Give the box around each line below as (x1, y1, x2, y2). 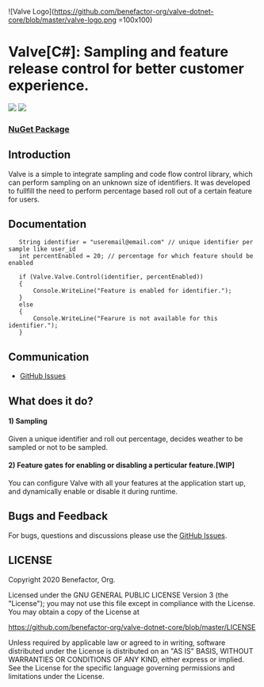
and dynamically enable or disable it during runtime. (8, 487, 178, 497)
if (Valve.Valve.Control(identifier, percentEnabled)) (18, 273, 204, 281)
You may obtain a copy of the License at (8, 607, 140, 616)
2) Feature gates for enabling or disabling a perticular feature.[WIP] (8, 460, 235, 470)
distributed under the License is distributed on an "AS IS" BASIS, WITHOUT (8, 646, 254, 655)
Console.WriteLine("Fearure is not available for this (33, 315, 218, 323)
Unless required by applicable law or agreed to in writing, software (8, 638, 226, 647)
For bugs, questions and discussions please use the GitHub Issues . (8, 531, 228, 540)
